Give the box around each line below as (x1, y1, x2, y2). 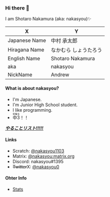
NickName (7, 71, 32, 78)
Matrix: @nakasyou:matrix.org (12, 153, 75, 159)
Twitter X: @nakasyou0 (12, 164, 59, 170)
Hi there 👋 (5, 4, 30, 11)
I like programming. (12, 107, 52, 113)
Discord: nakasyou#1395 (12, 158, 64, 164)
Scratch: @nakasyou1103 (12, 148, 64, 154)
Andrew (50, 71, 69, 78)
